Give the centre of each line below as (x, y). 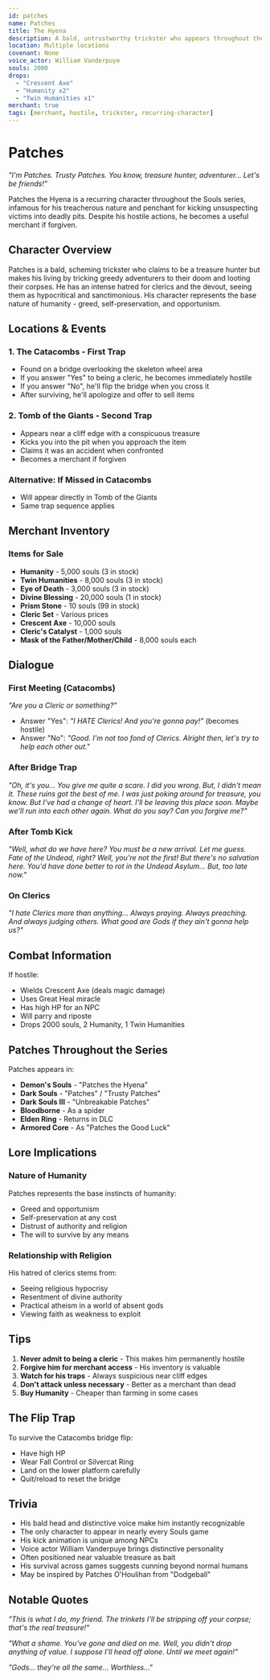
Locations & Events (57, 329)
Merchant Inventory (59, 531)
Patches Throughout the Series (88, 1050)
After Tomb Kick (41, 832)
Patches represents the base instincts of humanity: (92, 1193)
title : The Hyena (37, 31)
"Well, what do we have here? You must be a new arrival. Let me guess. (127, 849)
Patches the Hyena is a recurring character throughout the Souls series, (127, 199)
